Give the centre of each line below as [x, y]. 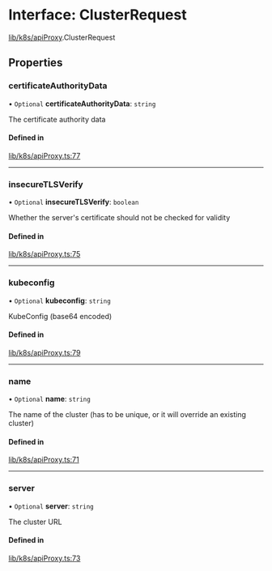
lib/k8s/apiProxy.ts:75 [45, 254]
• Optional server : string [51, 506]
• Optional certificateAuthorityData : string [82, 104]
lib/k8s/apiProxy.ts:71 [44, 460]
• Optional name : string [49, 399]
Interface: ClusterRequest [98, 15]
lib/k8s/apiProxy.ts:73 [45, 558]
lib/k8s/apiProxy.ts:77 [45, 156]
